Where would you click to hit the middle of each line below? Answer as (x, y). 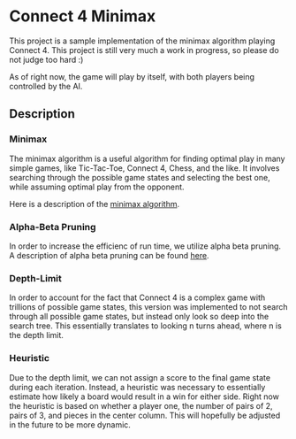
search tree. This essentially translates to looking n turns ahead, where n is (146, 326)
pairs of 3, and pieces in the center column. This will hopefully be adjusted (145, 415)
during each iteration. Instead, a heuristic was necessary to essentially (137, 387)
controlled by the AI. (46, 86)
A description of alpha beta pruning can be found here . (109, 255)
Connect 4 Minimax (83, 16)
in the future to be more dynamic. (70, 424)
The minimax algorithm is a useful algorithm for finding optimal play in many (147, 158)
